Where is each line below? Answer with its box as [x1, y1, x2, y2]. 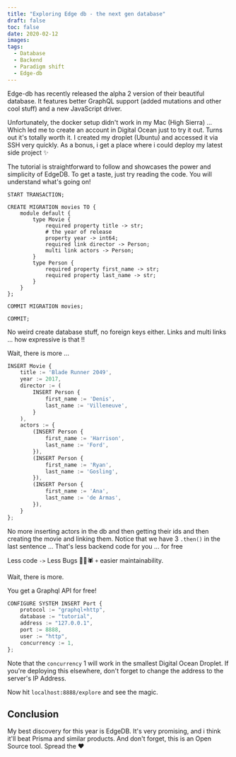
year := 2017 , [20, 376, 61, 383]
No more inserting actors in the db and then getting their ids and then [7, 527, 209, 535]
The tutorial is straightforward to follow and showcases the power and [7, 162, 211, 171]
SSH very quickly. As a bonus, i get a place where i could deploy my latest [7, 140, 223, 149]
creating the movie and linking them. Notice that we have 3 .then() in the [7, 534, 220, 543]
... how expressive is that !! [7, 335, 85, 344]
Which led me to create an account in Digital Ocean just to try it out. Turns [7, 125, 223, 134]
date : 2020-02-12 [7, 30, 59, 38]
